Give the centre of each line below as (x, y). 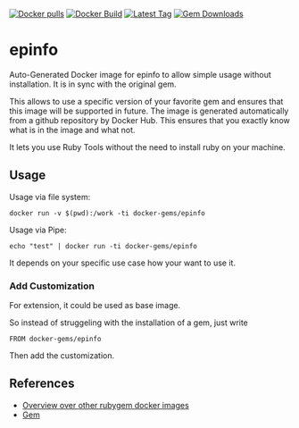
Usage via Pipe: (38, 230)
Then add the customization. (62, 356)
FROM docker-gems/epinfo (55, 340)
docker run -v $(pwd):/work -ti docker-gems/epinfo (107, 213)
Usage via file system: (50, 197)
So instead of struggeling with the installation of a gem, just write (129, 323)
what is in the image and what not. (72, 130)
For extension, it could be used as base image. (95, 306)
